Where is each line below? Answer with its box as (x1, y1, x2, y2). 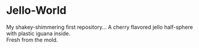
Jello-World (6, 4, 67, 17)
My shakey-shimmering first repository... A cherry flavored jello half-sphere (6, 23, 194, 31)
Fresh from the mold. (6, 36, 58, 43)
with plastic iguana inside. (6, 29, 71, 37)
